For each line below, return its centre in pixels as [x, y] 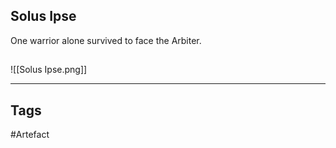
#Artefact [30, 135]
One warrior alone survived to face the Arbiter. [106, 40]
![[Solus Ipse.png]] [49, 70]
